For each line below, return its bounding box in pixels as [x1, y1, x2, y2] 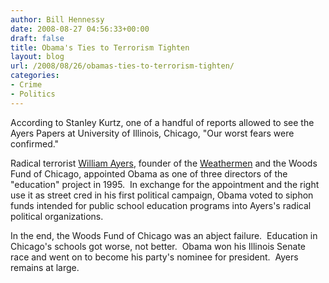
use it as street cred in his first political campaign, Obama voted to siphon [10, 189, 314, 201]
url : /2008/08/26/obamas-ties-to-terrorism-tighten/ [10, 61, 235, 71]
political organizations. [10, 210, 104, 222]
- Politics [10, 89, 56, 99]
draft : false [10, 33, 65, 43]
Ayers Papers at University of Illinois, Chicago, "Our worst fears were [10, 127, 295, 139]
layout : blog [10, 52, 65, 62]
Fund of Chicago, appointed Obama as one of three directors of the [10, 167, 288, 180]
